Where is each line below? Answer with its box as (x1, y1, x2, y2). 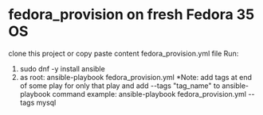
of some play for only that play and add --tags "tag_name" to (19, 81, 221, 90)
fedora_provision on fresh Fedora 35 (8, 6, 255, 24)
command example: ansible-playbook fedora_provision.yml (52, 89, 247, 98)
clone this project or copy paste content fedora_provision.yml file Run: (8, 48, 239, 58)
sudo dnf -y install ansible (19, 63, 105, 73)
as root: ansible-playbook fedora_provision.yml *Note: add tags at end (19, 72, 253, 82)
